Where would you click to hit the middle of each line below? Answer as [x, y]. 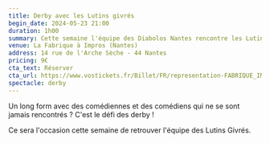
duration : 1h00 [34, 31]
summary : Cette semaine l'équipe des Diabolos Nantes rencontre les [125, 38]
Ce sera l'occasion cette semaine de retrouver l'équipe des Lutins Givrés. [130, 130]
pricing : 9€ [28, 61]
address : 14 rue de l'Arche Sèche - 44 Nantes [88, 53]
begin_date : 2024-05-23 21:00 [59, 23]
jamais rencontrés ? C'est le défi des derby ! [81, 114]
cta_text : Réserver [41, 68]
